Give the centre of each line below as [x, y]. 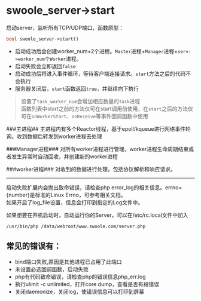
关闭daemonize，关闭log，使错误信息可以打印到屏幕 [80, 291]
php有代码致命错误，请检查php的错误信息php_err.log [80, 277]
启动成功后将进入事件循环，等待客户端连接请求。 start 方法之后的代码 [100, 73]
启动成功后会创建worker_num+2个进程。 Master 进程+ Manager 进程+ [96, 51]
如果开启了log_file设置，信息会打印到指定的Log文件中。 [75, 202]
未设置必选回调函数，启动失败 [51, 269]
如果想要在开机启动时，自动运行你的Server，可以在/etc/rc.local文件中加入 [97, 215]
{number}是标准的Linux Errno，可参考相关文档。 [66, 195]
